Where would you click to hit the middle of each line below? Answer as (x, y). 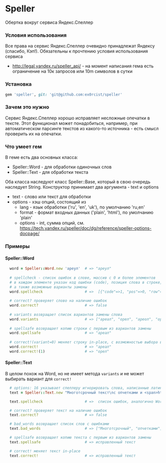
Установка (19, 84)
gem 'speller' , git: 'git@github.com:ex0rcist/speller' (64, 95)
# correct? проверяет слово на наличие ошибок (58, 301)
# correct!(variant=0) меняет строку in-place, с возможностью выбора (84, 342)
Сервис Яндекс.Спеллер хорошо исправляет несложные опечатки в (78, 118)
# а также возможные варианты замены (48, 287)
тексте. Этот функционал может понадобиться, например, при (71, 123)
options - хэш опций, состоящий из (49, 202)
